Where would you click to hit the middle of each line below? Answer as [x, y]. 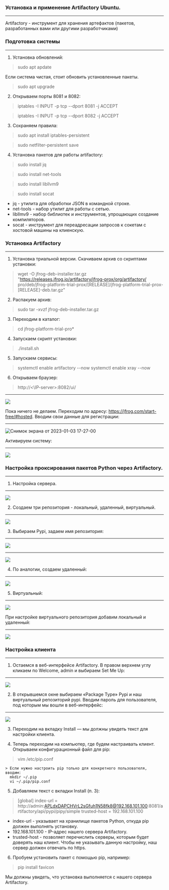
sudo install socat [36, 194]
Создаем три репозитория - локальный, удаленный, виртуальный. [84, 507]
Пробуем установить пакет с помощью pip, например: [71, 858]
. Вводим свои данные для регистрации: [76, 416]
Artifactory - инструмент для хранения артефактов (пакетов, [70, 23]
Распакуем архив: [32, 299]
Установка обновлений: [38, 57]
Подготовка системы [33, 42]
